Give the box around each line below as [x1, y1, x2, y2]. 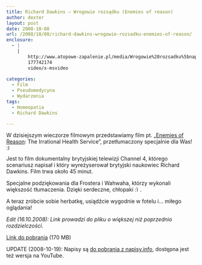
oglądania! [6, 204, 32, 211]
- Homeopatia [11, 104, 44, 110]
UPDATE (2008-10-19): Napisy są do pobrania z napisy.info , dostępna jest [6, 246, 189, 253]
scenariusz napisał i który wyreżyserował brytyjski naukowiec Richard [6, 161, 180, 169]
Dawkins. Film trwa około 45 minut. [6, 168, 93, 175]
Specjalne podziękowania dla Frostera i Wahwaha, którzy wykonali [6, 179, 171, 187]
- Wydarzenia [11, 93, 44, 99]
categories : [6, 76, 36, 82]
